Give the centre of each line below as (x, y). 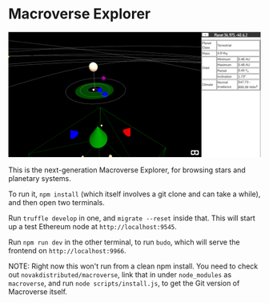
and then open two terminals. (57, 202)
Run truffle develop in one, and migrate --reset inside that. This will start (132, 218)
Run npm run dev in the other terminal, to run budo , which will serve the (124, 242)
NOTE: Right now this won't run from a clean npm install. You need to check (133, 266)
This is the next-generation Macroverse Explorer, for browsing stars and (127, 170)
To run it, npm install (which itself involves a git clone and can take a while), (134, 194)
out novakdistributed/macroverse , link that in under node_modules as (120, 274)
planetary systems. (40, 178)
